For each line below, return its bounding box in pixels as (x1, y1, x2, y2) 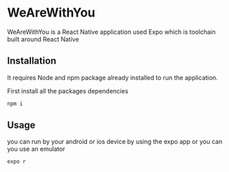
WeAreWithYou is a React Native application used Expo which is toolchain (7, 28, 216, 36)
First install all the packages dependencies (7, 86, 129, 95)
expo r (7, 158, 26, 165)
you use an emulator (7, 145, 66, 153)
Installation (7, 55, 57, 67)
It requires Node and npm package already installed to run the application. (7, 73, 219, 82)
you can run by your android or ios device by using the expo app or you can (7, 137, 223, 146)
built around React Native (7, 35, 79, 43)
